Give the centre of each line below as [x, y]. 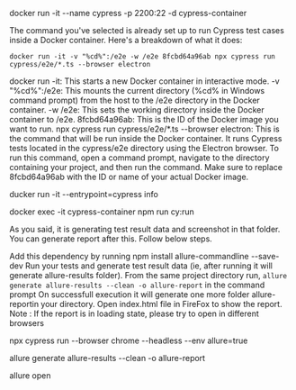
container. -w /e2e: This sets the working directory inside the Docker [137, 110]
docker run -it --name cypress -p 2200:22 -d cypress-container [128, 13]
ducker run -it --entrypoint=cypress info [84, 194]
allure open [30, 376]
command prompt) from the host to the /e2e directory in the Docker [135, 100]
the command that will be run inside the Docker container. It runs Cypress [146, 138]
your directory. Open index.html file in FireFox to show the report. [161, 304]
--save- [265, 256]
